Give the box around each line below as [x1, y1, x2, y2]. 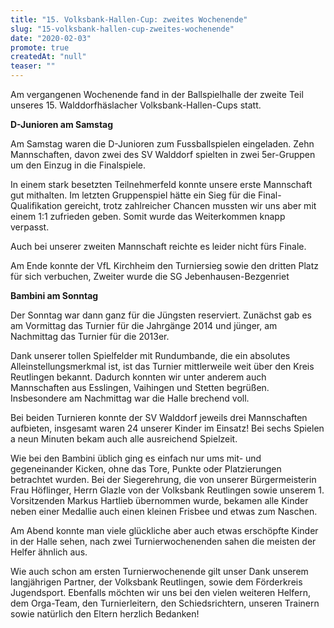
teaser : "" [10, 61, 56, 71]
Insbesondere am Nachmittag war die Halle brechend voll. [10, 392, 250, 404]
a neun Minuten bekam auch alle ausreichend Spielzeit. [10, 433, 238, 445]
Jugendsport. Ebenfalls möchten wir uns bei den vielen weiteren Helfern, [10, 587, 311, 598]
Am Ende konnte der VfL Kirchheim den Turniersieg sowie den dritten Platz [10, 260, 320, 271]
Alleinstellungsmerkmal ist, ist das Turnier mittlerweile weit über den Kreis [10, 361, 315, 372]
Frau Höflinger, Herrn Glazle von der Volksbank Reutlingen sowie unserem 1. [10, 484, 325, 496]
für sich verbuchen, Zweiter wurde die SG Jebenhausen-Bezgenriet [10, 271, 290, 282]
